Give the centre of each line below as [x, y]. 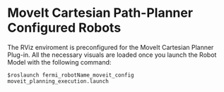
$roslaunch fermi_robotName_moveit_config [71, 75]
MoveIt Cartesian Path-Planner [100, 13]
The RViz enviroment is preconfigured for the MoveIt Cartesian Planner [111, 47]
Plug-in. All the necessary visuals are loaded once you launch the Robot [112, 55]
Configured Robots [64, 28]
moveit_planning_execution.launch [58, 81]
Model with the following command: [59, 62]
